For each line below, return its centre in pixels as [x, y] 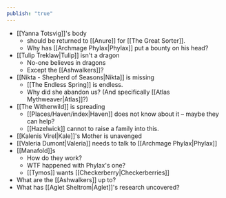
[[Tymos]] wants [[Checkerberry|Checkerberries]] [98, 172]
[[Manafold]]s [36, 150]
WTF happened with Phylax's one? [76, 165]
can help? [41, 121]
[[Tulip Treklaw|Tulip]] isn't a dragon [68, 55]
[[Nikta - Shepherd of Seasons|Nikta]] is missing [85, 77]
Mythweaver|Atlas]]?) [58, 99]
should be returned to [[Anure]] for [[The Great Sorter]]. [106, 40]
